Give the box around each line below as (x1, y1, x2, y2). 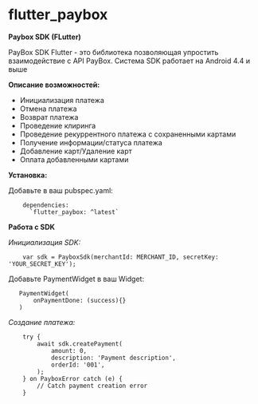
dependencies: (22, 201, 69, 209)
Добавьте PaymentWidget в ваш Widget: (8, 274, 145, 283)
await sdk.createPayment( (37, 339, 123, 348)
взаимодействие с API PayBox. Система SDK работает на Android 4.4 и (8, 56, 251, 65)
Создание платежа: (8, 317, 76, 327)
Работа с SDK (8, 222, 56, 232)
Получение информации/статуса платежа (19, 137, 163, 147)
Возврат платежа (19, 112, 79, 121)
